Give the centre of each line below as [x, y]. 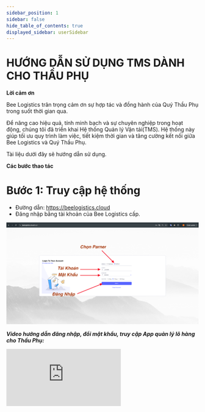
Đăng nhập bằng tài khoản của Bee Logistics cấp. [77, 214]
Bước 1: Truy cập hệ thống [74, 190]
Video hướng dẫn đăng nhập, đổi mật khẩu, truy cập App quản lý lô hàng [101, 334]
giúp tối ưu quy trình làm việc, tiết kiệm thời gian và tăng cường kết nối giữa [101, 136]
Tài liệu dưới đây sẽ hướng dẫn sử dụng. [56, 154]
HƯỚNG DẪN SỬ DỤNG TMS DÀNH [95, 63]
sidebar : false [26, 19]
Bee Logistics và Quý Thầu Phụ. [46, 143]
